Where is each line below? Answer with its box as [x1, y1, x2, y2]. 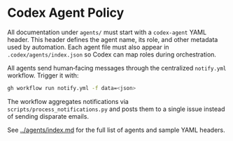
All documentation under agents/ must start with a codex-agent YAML [7, 28, 207, 36]
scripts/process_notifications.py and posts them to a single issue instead [7, 105, 225, 113]
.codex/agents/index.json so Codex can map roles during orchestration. [7, 50, 217, 59]
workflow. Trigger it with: [7, 71, 79, 80]
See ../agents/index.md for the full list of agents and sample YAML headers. [7, 126, 225, 134]
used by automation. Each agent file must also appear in [7, 43, 169, 51]
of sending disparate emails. [7, 112, 90, 120]
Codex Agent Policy [7, 5, 125, 21]
